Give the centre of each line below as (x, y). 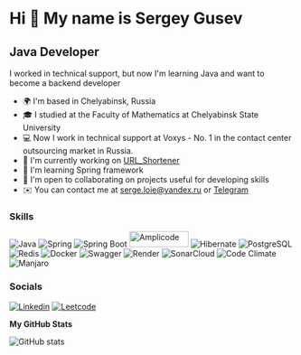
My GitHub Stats (41, 323)
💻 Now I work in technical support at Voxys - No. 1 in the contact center (157, 138)
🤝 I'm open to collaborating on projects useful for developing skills (146, 179)
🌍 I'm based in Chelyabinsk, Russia (89, 101)
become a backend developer (65, 83)
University (42, 127)
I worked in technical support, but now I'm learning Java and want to (137, 73)
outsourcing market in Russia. (78, 151)
